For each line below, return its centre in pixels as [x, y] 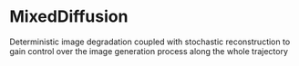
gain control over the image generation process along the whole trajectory [149, 51]
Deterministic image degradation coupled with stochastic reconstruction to [150, 42]
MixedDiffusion [69, 17]
